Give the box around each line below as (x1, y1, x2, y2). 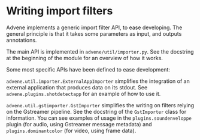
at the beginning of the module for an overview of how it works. (6, 54, 163, 61)
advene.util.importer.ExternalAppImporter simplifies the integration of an (6, 77, 190, 85)
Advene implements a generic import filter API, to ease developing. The (6, 24, 183, 31)
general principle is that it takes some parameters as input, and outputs (6, 30, 182, 37)
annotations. (6, 36, 37, 43)
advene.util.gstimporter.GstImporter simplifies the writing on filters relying (6, 101, 195, 108)
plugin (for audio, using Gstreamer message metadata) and (6, 120, 152, 127)
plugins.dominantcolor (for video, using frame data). (6, 127, 137, 134)
